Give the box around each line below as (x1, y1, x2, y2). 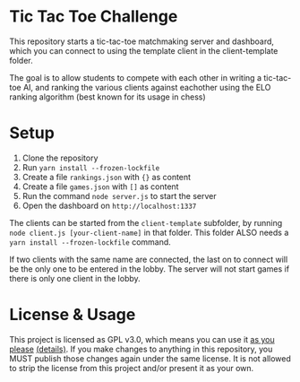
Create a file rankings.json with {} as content (21, 171, 191, 182)
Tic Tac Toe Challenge (9, 6, 178, 27)
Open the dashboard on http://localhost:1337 (21, 200, 197, 211)
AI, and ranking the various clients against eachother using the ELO (22, 82, 271, 92)
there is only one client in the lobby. (9, 273, 141, 283)
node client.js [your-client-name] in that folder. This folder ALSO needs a (9, 227, 289, 238)
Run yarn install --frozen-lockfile (21, 161, 160, 172)
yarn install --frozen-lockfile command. (9, 236, 172, 247)
